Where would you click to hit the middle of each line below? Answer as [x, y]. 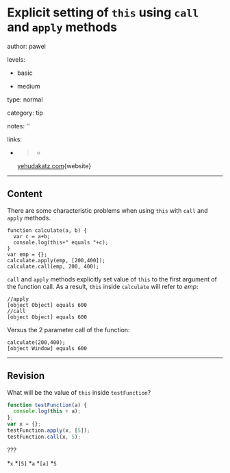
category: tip [25, 113]
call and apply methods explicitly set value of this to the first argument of [112, 279]
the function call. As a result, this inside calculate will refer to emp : [103, 286]
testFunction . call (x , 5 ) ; [44, 437]
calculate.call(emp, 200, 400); [53, 266]
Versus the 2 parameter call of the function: [68, 330]
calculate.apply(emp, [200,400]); [56, 260]
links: [15, 139]
